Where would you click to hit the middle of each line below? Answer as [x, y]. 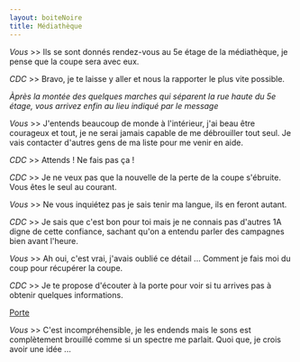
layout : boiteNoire [46, 18]
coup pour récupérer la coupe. [66, 267]
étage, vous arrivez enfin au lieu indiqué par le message [114, 105]
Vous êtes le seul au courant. [63, 186]
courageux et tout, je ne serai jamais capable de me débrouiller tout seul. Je [150, 132]
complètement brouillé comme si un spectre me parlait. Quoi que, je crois [145, 339]
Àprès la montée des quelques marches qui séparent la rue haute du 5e [143, 96]
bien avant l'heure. [44, 240]
